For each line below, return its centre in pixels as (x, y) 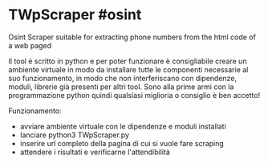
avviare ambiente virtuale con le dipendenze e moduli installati (123, 126)
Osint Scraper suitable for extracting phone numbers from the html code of (132, 37)
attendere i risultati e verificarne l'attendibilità (95, 152)
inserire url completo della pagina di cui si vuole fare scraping (122, 143)
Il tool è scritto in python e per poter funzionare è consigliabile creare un (128, 61)
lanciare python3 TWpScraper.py (75, 135)
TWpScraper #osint (75, 15)
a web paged (30, 45)
